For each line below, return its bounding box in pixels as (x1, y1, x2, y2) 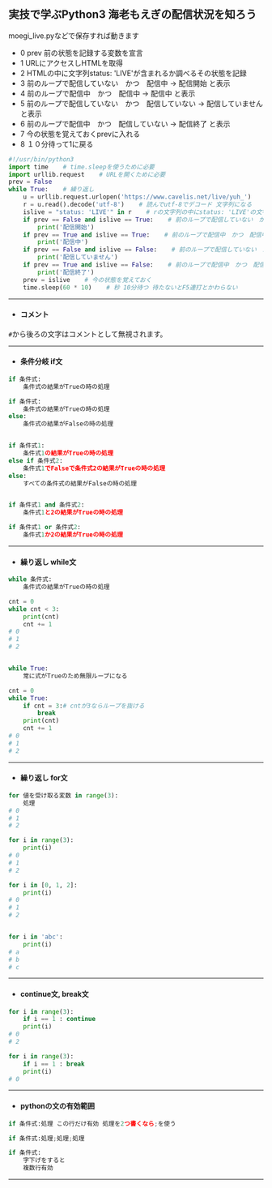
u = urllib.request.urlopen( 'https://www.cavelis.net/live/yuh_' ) (23, 193, 252, 201)
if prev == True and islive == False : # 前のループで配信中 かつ (23, 261, 248, 269)
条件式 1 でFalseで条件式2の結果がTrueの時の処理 (23, 464, 166, 472)
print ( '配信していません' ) (37, 254, 119, 262)
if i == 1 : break (23, 1060, 85, 1068)
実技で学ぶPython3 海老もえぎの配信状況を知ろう (8, 7, 257, 22)
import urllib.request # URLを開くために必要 (8, 170, 166, 178)
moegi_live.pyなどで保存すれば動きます (8, 31, 140, 41)
